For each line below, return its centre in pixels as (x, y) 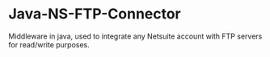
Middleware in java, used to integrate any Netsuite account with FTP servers (135, 36)
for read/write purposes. (49, 44)
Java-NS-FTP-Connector (95, 14)
